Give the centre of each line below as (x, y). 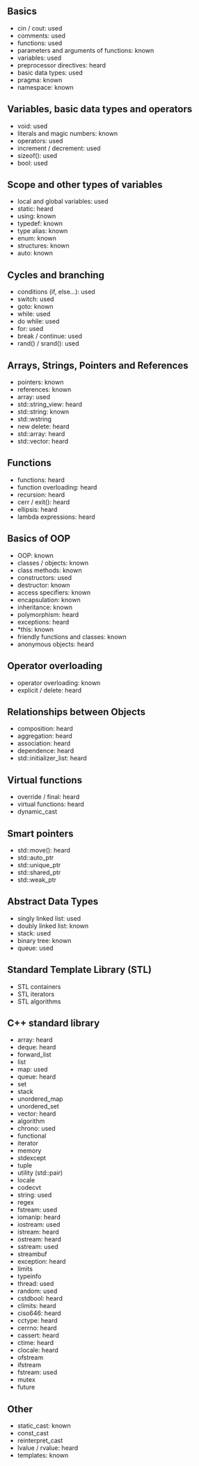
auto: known (35, 253)
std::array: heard (41, 434)
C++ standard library (54, 1023)
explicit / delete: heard (49, 690)
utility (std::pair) (40, 1173)
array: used (34, 397)
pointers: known (40, 382)
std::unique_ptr (39, 864)
